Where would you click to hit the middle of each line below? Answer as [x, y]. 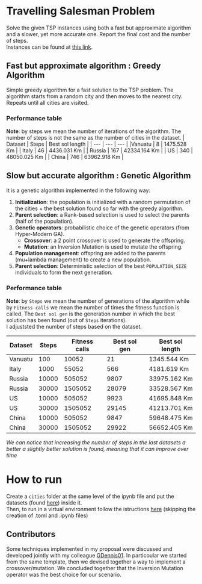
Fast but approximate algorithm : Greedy [84, 66]
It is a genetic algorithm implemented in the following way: [78, 190]
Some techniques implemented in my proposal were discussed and [89, 548]
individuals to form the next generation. [64, 272]
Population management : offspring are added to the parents [90, 253]
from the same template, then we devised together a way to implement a [96, 562]
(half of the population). [44, 221]
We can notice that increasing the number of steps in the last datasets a [96, 443]
